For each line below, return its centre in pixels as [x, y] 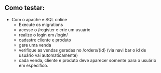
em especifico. [34, 65]
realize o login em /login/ [43, 35]
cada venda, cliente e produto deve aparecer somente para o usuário [87, 60]
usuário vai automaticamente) [48, 55]
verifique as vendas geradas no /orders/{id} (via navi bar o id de [82, 50]
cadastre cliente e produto [45, 40]
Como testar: [25, 8]
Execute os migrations [41, 24]
